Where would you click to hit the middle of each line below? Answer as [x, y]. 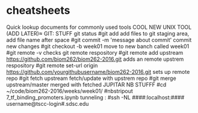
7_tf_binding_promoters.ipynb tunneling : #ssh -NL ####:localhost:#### [95, 97]
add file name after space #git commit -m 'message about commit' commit [99, 40]
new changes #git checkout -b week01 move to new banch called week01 [98, 46]
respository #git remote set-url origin [52, 65]
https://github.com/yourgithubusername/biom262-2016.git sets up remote [98, 72]
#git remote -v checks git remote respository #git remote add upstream [95, 52]
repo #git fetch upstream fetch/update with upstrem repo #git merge [91, 78]
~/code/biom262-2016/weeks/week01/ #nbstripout [70, 91]
